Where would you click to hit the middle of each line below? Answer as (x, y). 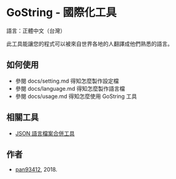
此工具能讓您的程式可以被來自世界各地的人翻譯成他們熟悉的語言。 (90, 44)
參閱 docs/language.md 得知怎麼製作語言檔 (70, 88)
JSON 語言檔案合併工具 (45, 133)
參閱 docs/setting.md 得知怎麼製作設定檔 (67, 81)
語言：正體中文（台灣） (36, 31)
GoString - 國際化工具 (62, 13)
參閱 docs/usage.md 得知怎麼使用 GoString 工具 (76, 96)
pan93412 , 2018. (36, 170)
